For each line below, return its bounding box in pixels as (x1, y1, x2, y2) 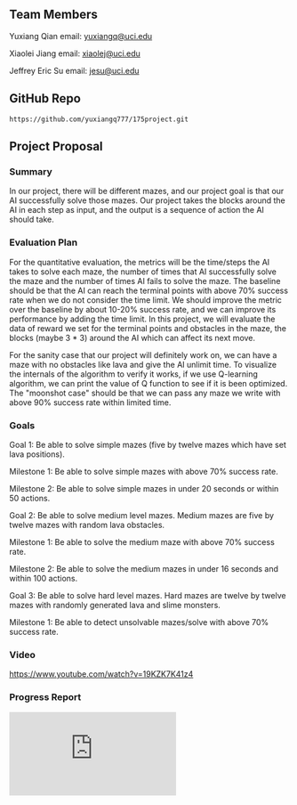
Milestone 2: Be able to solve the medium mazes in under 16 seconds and (9, 563, 278, 573)
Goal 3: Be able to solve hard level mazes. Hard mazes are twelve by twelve (9, 590, 286, 600)
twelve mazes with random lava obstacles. (9, 519, 165, 530)
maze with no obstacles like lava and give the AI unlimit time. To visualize (9, 359, 277, 370)
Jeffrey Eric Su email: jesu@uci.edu (9, 65, 140, 76)
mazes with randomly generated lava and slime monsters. (9, 599, 221, 610)
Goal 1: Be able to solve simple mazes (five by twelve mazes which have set (9, 439, 286, 450)
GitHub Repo (9, 91, 82, 106)
